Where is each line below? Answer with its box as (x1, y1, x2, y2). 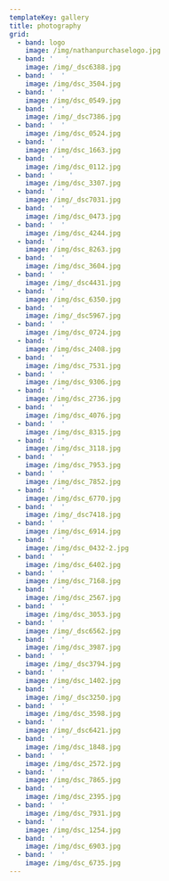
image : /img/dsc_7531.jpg (25, 361, 122, 370)
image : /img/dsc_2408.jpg (25, 344, 122, 353)
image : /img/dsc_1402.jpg (25, 676, 122, 685)
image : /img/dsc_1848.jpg (25, 742, 122, 752)
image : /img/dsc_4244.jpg (25, 228, 122, 237)
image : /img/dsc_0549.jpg (25, 95, 122, 105)
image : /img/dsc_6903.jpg (25, 842, 122, 852)
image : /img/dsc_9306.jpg (25, 378, 122, 387)
